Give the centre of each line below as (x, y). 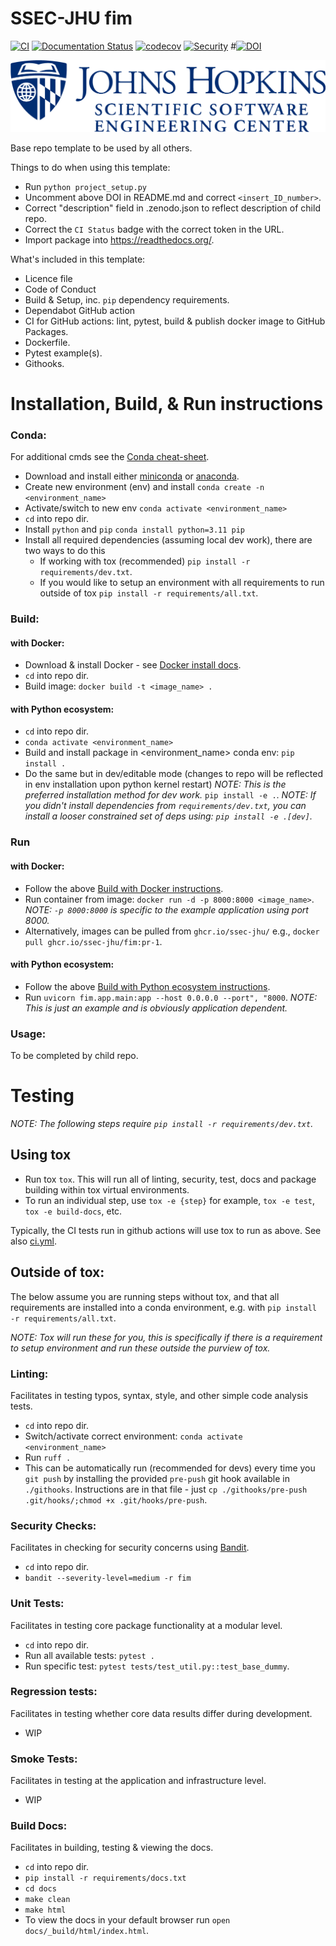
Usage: (28, 1034)
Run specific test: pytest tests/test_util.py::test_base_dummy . (157, 1666)
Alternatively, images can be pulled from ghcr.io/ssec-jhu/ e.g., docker (172, 931)
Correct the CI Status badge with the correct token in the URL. (154, 229)
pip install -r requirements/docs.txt (105, 1878)
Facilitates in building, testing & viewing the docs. (112, 1848)
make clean (47, 1900)
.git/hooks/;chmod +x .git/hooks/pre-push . (116, 1499)
